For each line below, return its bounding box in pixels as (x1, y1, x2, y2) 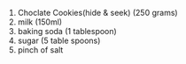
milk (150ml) (17, 17, 63, 27)
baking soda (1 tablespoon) (17, 26, 117, 36)
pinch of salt (17, 45, 64, 55)
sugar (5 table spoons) (17, 35, 101, 46)
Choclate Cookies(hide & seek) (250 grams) (17, 8, 179, 18)
